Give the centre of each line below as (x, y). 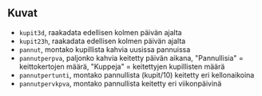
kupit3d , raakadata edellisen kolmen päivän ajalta (100, 32)
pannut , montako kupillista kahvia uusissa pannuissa (105, 49)
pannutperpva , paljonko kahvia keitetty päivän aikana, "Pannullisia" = (131, 58)
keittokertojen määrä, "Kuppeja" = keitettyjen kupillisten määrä (122, 66)
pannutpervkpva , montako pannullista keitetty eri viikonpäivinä (120, 83)
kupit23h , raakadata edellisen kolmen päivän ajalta (102, 41)
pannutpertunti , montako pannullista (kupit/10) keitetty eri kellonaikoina (137, 74)
